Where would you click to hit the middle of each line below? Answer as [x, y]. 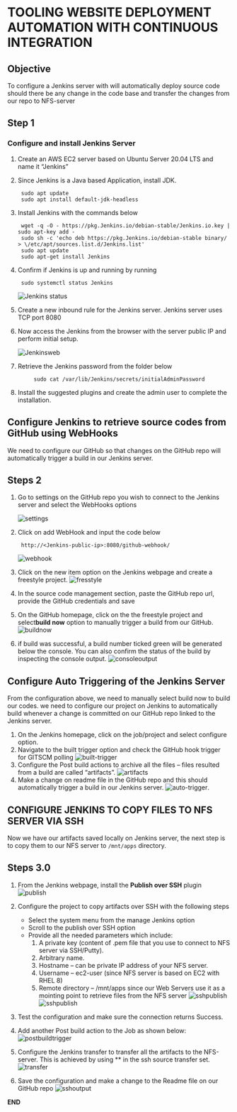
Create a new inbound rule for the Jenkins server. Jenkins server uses [120, 310]
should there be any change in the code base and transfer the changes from [118, 93]
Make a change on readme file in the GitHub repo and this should [112, 780]
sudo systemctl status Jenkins [67, 283]
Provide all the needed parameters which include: [100, 935]
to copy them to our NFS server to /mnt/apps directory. [87, 845]
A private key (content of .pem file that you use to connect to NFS [134, 942]
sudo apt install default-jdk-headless [80, 200]
